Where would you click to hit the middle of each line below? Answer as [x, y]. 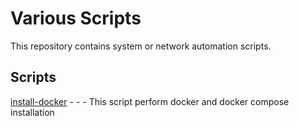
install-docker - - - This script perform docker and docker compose [150, 101]
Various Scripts [76, 18]
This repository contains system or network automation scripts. [141, 46]
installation [32, 112]
